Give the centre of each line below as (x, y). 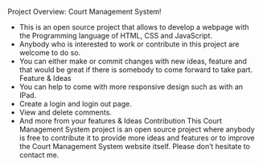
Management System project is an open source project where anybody (137, 129)
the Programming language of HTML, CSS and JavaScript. (116, 36)
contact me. (39, 155)
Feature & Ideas (45, 78)
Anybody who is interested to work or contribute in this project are (129, 44)
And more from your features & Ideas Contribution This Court (121, 121)
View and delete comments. (65, 112)
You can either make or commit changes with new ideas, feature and (133, 61)
